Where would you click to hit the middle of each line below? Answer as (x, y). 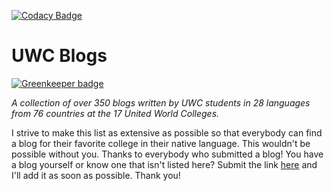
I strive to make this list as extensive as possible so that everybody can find (167, 132)
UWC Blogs (59, 56)
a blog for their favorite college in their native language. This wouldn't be (161, 143)
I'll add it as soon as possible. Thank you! (96, 175)
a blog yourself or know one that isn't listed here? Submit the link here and (164, 164)
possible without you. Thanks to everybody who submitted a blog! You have (167, 154)
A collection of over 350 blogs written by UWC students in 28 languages (161, 102)
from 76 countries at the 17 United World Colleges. (115, 113)
